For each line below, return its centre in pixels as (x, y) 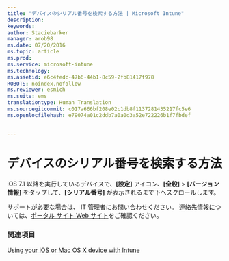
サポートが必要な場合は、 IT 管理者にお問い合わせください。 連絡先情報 (108, 207)
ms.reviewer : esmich (37, 90)
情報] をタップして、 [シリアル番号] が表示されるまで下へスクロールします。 (113, 192)
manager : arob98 (30, 39)
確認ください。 (141, 215)
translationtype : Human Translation (59, 103)
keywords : (21, 26)
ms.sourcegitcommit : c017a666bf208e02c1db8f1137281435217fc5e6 (99, 109)
